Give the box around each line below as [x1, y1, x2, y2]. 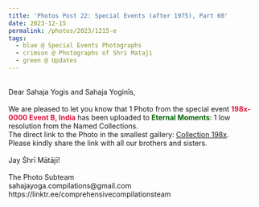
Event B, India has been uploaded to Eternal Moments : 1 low [29, 112, 231, 122]
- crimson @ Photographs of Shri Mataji [15, 49, 153, 57]
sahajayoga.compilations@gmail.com [8, 181, 132, 190]
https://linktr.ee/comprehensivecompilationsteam [8, 189, 171, 199]
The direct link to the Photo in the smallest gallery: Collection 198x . [8, 129, 229, 139]
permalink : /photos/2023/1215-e [8, 26, 117, 34]
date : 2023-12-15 [8, 19, 67, 27]
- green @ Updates [15, 57, 78, 65]
